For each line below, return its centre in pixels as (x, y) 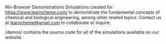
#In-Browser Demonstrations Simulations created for (59, 7)
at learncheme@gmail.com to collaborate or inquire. (58, 22)
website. (14, 37)
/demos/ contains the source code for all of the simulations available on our (82, 32)
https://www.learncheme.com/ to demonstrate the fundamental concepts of (83, 12)
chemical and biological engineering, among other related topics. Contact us (83, 17)
